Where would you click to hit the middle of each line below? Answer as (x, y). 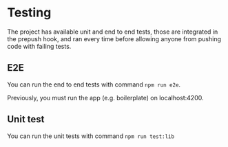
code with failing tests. (39, 46)
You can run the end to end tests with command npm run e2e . (94, 84)
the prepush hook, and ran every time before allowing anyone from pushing (114, 38)
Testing (29, 13)
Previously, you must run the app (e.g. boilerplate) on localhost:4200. (105, 98)
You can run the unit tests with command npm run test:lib (91, 136)
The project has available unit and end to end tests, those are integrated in (113, 32)
